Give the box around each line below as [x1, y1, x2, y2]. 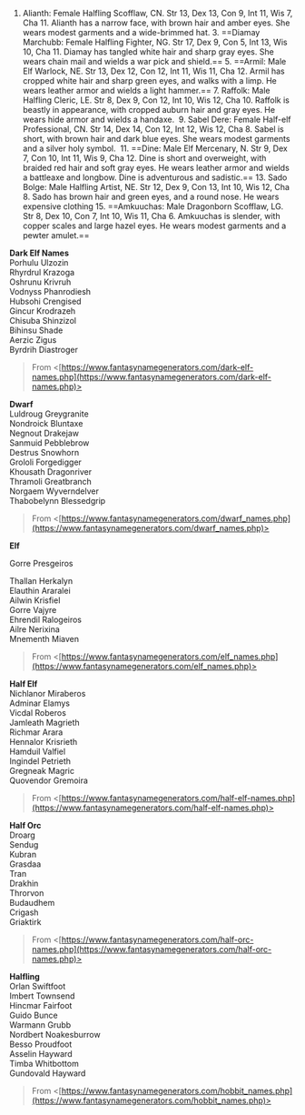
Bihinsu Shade [9, 325, 64, 336]
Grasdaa [9, 859, 42, 869]
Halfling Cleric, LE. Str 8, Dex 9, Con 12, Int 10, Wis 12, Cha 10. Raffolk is [22, 95, 290, 105]
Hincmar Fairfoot [9, 1000, 73, 1010]
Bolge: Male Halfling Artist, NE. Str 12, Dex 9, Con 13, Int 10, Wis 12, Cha [22, 182, 290, 192]
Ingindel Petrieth [9, 756, 71, 767]
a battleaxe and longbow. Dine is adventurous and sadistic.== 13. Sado [22, 172, 288, 183]
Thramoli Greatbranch [9, 477, 93, 487]
